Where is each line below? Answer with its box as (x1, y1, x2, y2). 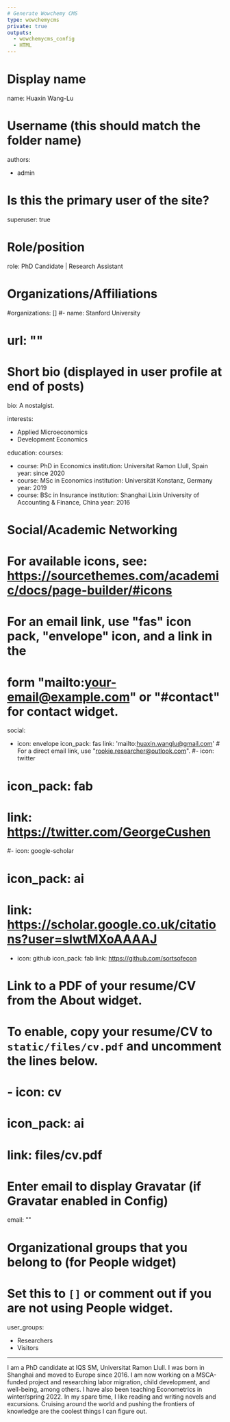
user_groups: (7, 1323, 44, 1331)
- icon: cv (7, 1085, 62, 1100)
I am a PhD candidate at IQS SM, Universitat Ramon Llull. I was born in (7, 1363, 205, 1371)
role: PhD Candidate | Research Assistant (7, 262, 123, 270)
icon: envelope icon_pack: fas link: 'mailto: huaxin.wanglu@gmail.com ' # (16, 740, 220, 748)
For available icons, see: (7, 553, 148, 569)
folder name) (7, 133, 82, 148)
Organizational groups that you (7, 1240, 188, 1255)
